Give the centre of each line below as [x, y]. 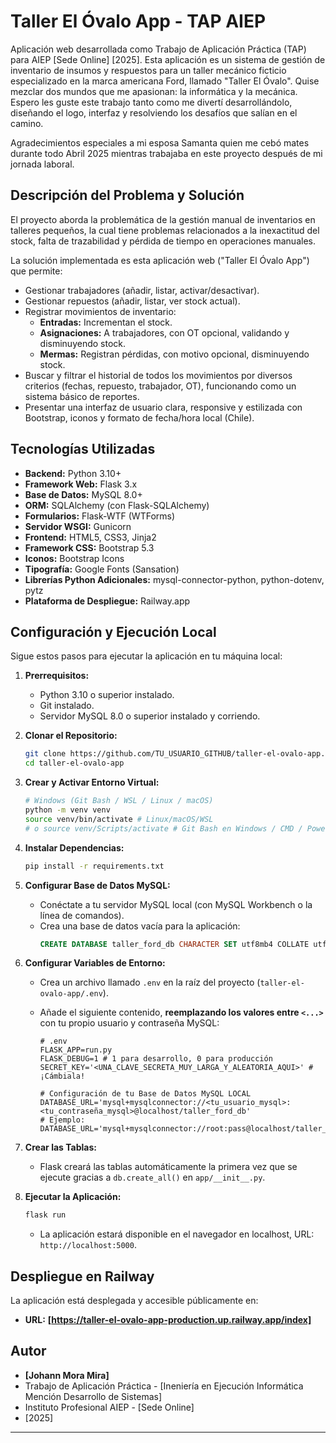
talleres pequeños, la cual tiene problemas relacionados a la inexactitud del [165, 230]
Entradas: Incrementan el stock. [106, 322]
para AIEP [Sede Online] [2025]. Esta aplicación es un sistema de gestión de [168, 59]
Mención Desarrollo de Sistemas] [93, 1396]
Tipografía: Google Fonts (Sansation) [102, 569]
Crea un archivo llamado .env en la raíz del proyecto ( [150, 982]
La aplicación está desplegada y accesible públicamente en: [134, 1301]
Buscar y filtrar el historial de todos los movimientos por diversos [158, 375]
